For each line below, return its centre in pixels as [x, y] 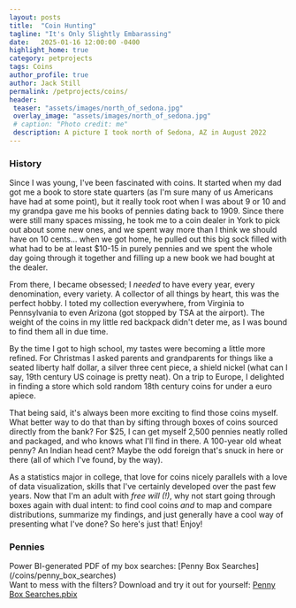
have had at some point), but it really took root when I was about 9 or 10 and [148, 202]
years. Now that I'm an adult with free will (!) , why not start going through [142, 496]
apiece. [23, 396]
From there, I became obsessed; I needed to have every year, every [132, 285]
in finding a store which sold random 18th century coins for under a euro [140, 387]
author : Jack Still [45, 83]
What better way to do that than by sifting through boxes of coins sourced [144, 422]
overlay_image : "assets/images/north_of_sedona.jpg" [112, 116]
